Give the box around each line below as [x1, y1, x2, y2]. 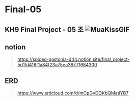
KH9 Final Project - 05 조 [5, 25, 84, 34]
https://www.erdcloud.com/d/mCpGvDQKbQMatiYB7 [17, 90, 129, 96]
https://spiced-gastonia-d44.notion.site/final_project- [17, 56, 130, 62]
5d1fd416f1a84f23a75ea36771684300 [17, 62, 97, 68]
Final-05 [5, 4, 42, 15]
